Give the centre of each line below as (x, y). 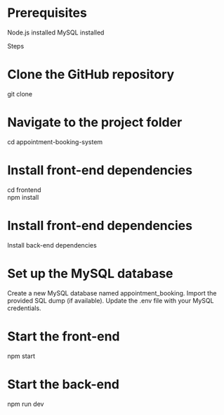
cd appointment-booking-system (55, 141)
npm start (21, 356)
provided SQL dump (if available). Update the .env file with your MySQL (111, 300)
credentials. (24, 308)
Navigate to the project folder (95, 123)
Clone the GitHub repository (91, 75)
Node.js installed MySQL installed (56, 32)
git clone (20, 94)
